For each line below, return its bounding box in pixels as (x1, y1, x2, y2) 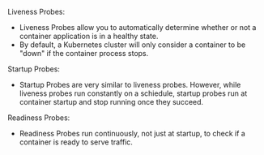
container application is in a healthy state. (19, 32, 159, 41)
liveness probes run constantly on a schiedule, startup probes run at (19, 88, 248, 98)
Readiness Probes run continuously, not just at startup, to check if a (19, 129, 246, 138)
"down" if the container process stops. (19, 49, 149, 58)
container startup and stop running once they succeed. (19, 97, 204, 106)
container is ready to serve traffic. (19, 137, 133, 147)
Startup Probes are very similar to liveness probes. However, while (19, 80, 241, 89)
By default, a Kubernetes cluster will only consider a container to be (19, 40, 246, 50)
